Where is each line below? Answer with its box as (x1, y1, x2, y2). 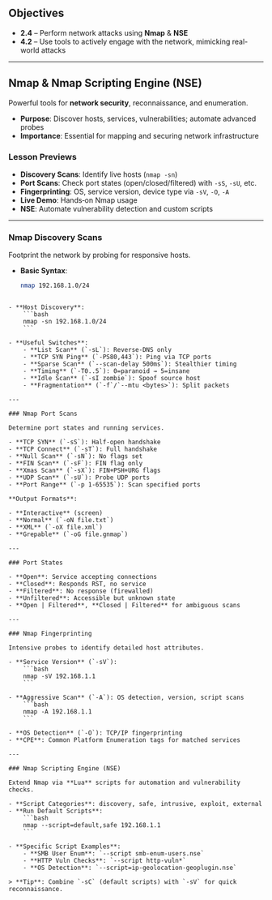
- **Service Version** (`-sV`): (8, 658, 117, 666)
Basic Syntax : (19, 266, 68, 276)
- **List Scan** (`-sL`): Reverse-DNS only (23, 346, 172, 354)
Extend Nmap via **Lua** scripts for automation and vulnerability (8, 778, 241, 787)
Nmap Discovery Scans (8, 231, 103, 242)
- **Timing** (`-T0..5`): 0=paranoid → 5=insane (23, 367, 190, 375)
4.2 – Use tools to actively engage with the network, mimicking (19, 36, 231, 46)
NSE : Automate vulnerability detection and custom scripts (19, 204, 213, 213)
